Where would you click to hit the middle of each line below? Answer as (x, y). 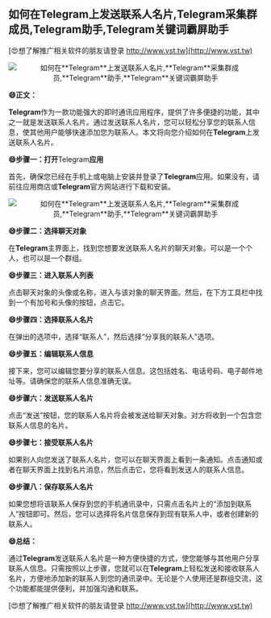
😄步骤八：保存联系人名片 (51, 487)
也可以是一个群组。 (54, 258)
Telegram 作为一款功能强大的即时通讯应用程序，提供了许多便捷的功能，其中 (134, 112)
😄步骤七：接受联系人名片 (51, 442)
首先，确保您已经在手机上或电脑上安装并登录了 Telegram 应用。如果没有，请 (134, 176)
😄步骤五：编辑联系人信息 (51, 354)
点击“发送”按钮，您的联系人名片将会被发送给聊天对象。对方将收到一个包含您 (135, 415)
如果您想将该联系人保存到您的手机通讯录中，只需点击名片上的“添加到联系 (130, 504)
